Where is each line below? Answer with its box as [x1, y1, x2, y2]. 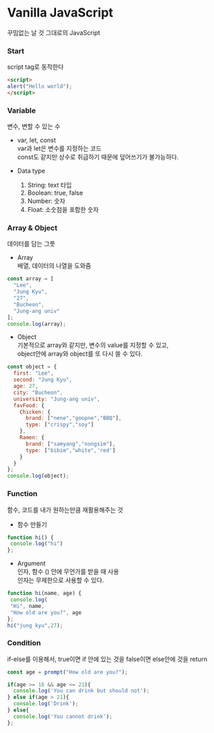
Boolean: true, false [27, 188, 84, 197]
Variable [7, 106, 36, 115]
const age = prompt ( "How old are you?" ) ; [7, 668, 128, 676]
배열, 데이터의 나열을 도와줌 [17, 262, 92, 270]
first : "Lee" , [13, 370, 54, 377]
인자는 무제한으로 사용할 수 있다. [17, 576, 104, 585]
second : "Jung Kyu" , [13, 376, 72, 384]
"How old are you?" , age [10, 609, 81, 616]
